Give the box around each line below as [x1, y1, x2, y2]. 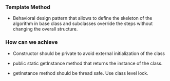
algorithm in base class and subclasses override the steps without [12, 20, 153, 26]
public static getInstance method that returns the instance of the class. [12, 60, 163, 66]
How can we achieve [5, 39, 58, 46]
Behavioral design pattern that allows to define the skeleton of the [12, 15, 153, 21]
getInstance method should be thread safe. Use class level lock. [12, 70, 148, 76]
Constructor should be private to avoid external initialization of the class [12, 50, 165, 57]
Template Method [5, 4, 50, 11]
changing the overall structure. [12, 26, 78, 32]
